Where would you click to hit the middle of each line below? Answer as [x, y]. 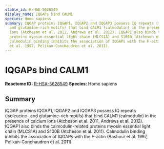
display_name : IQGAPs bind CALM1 [39, 14]
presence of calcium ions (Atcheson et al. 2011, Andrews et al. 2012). [74, 121]
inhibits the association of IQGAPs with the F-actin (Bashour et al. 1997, [76, 137]
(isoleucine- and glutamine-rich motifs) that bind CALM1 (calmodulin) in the [81, 116]
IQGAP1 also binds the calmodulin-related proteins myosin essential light [78, 126]
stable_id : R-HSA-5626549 [31, 10]
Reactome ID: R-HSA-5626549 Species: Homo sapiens [61, 84]
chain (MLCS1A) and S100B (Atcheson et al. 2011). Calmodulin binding [75, 131]
